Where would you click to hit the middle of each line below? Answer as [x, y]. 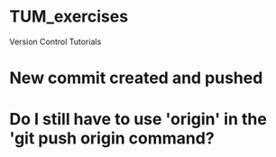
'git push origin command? [112, 139]
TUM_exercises [69, 17]
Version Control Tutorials [55, 42]
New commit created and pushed [136, 78]
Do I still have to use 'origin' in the [138, 120]
